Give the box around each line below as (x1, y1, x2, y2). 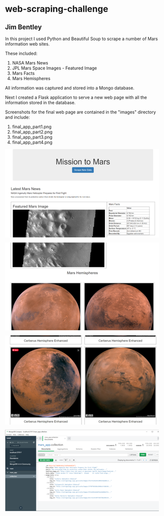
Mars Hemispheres (12, 76, 51, 81)
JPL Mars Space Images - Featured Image (12, 65, 97, 71)
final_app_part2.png (12, 129, 53, 135)
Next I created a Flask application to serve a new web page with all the (5, 94, 147, 100)
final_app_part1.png (12, 124, 52, 129)
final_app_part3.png (12, 134, 53, 140)
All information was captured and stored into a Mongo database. (5, 85, 135, 91)
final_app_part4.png (12, 139, 53, 145)
